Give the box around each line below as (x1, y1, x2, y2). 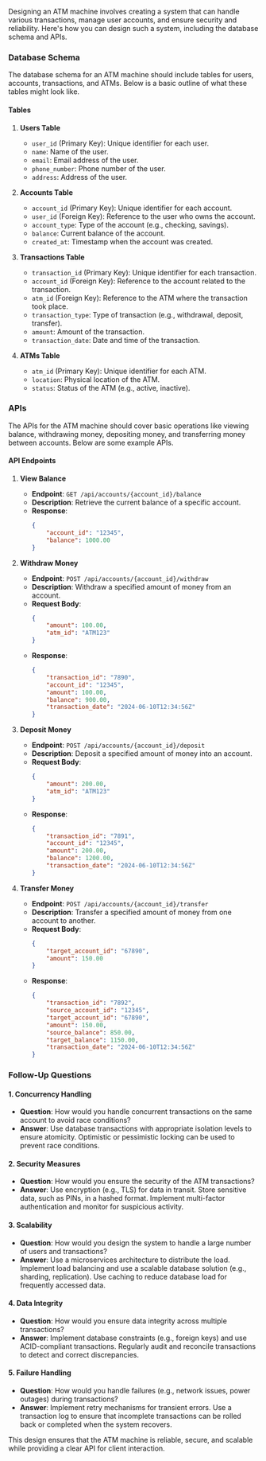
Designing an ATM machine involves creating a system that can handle (8, 7, 240, 16)
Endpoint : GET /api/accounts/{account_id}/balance (31, 489, 202, 498)
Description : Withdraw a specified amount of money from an (31, 582, 232, 591)
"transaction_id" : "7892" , (46, 999, 136, 1007)
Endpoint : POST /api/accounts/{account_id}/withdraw (31, 573, 209, 583)
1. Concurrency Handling (8, 1089, 92, 1099)
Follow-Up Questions (8, 1069, 92, 1081)
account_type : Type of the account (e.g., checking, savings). (31, 220, 229, 229)
